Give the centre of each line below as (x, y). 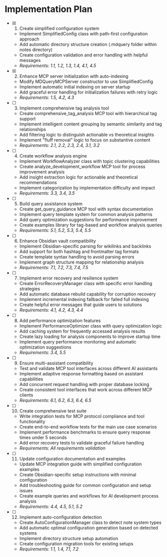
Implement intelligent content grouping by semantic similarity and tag (90, 124)
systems (28, 533)
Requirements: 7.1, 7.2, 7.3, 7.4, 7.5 (54, 267)
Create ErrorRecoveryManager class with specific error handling (86, 283)
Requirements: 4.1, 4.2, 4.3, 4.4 (51, 310)
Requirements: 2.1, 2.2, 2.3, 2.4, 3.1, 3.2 (59, 145)
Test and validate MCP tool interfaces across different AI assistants (88, 368)
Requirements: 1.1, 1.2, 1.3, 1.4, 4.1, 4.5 (58, 65)
